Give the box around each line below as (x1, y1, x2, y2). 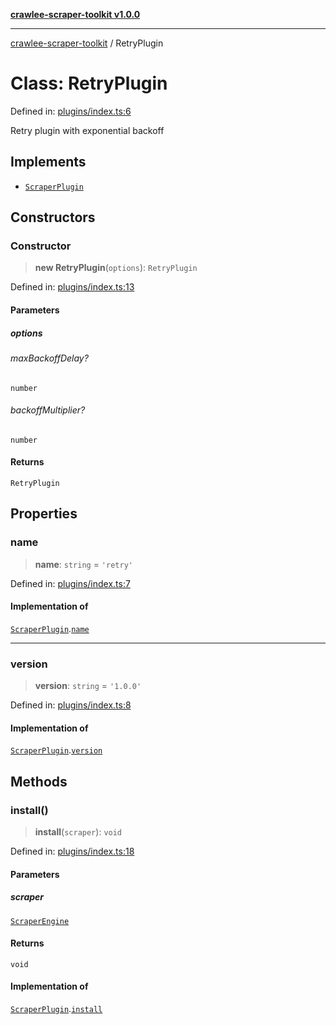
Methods (10, 773, 68, 790)
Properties (10, 505, 78, 523)
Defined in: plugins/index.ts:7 (10, 577, 131, 589)
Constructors (10, 209, 96, 226)
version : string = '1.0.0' (34, 680, 142, 692)
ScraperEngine (10, 916, 70, 926)
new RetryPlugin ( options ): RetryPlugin (34, 262, 198, 274)
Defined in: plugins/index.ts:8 (10, 699, 132, 711)
